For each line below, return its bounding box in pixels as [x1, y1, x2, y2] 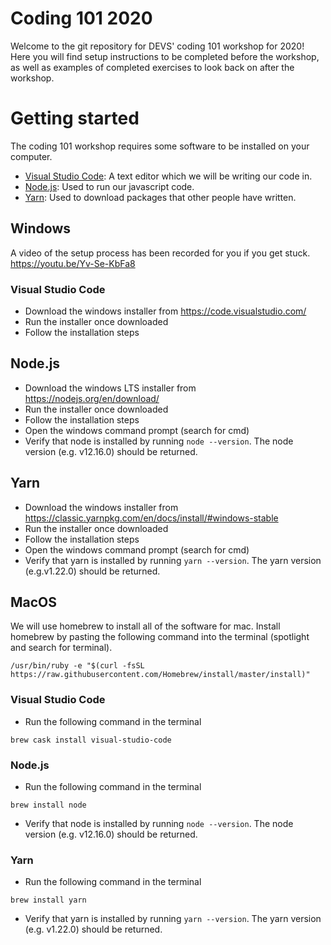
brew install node [10, 800, 87, 811]
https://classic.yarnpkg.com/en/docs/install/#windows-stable [24, 512, 279, 524]
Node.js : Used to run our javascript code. [24, 180, 195, 192]
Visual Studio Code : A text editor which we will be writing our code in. [24, 170, 313, 182]
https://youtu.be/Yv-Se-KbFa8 [10, 257, 136, 269]
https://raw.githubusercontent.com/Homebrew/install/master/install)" [10, 670, 311, 680]
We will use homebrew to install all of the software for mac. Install [10, 620, 281, 632]
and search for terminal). [10, 642, 113, 654]
